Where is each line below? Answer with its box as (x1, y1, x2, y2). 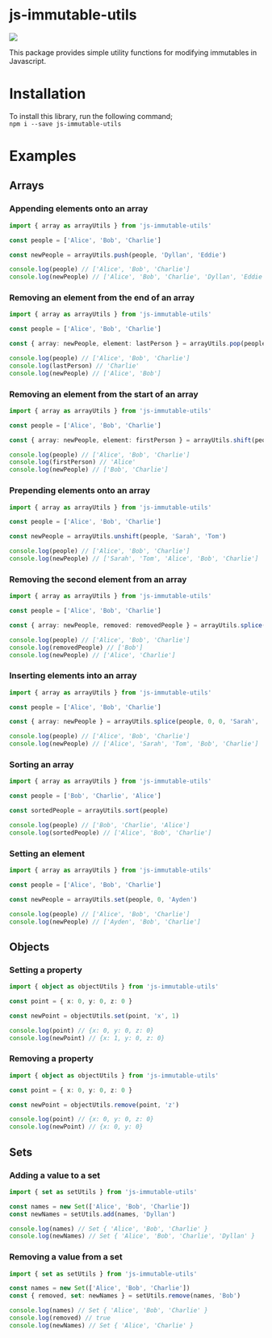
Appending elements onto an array (9, 203, 149, 215)
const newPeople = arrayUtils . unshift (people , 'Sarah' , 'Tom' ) (9, 533, 227, 541)
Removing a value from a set (9, 1251, 123, 1263)
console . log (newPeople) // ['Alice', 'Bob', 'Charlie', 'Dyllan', (9, 273, 237, 281)
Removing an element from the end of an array (9, 292, 195, 304)
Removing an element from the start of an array (9, 389, 199, 400)
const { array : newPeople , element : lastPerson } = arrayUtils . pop (9, 340, 241, 348)
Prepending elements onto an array (9, 485, 150, 496)
